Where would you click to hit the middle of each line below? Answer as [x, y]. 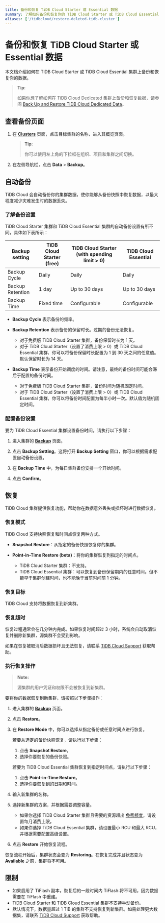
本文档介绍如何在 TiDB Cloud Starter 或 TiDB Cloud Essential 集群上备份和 [80, 72]
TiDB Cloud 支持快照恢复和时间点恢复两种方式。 [54, 534]
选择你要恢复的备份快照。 [45, 757]
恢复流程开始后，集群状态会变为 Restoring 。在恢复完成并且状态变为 [74, 854]
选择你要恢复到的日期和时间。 [50, 784]
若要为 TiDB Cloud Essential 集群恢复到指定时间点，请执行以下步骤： [82, 767]
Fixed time [51, 303]
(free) [52, 264]
